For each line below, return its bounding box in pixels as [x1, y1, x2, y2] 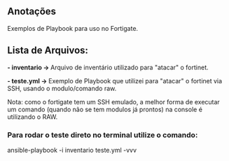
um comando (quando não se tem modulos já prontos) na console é [7, 105, 203, 113]
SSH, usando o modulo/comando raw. [7, 84, 117, 92]
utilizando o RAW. [7, 112, 58, 121]
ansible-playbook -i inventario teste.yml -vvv [7, 146, 137, 154]
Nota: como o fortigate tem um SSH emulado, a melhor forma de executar [7, 97, 221, 106]
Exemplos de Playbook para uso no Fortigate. [7, 24, 139, 32]
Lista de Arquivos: [7, 45, 89, 57]
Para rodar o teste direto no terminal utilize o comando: [7, 129, 198, 139]
